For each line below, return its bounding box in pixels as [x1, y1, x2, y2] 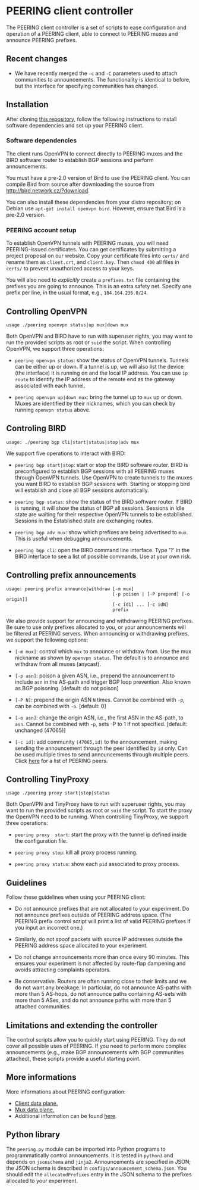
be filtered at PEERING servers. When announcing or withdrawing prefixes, [6, 630, 189, 637]
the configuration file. [14, 837, 68, 845]
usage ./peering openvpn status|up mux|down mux [6, 322, 129, 328]
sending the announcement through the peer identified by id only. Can [14, 744, 188, 752]
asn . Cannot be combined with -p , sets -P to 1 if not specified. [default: [14, 720, 188, 727]
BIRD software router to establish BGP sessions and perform [6, 156, 154, 163]
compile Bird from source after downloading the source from [6, 180, 154, 188]
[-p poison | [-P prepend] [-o [112, 591, 190, 597]
